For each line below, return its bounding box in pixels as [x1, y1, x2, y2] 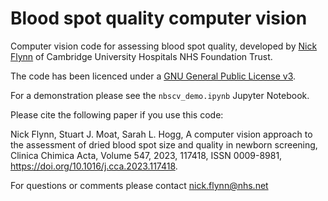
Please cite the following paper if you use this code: [10, 108, 224, 121]
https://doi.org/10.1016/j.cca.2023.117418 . [10, 160, 178, 172]
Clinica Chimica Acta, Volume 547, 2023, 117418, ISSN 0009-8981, [10, 149, 283, 161]
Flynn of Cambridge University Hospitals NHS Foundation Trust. [10, 50, 273, 62]
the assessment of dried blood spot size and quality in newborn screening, [10, 138, 318, 151]
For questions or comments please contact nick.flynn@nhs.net [10, 179, 269, 191]
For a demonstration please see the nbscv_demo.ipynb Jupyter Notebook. [10, 89, 310, 101]
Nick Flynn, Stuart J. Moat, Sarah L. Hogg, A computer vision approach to [10, 128, 313, 140]
